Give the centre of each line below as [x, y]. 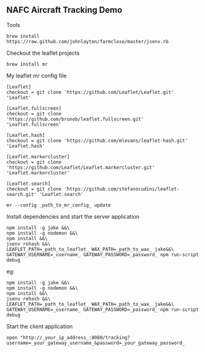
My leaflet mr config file [37, 76]
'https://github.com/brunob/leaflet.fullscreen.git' [75, 119]
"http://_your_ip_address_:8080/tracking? [75, 337]
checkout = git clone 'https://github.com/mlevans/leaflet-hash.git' [97, 141]
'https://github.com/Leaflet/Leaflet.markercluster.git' [81, 167]
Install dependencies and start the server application [73, 216]
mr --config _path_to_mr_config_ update [59, 205]
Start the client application [40, 326]
